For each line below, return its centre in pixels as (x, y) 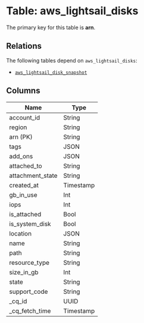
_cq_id (18, 301)
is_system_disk (30, 224)
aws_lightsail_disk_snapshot (51, 73)
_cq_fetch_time (30, 311)
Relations (24, 46)
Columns (23, 91)
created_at (24, 185)
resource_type (29, 262)
